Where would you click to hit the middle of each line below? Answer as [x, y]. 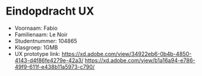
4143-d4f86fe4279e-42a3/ [49, 60]
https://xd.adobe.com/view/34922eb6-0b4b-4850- [127, 54]
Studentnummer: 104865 [46, 41]
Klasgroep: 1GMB [36, 47]
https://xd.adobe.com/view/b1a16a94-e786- [140, 60]
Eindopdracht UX [50, 11]
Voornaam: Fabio [36, 28]
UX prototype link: [37, 54]
